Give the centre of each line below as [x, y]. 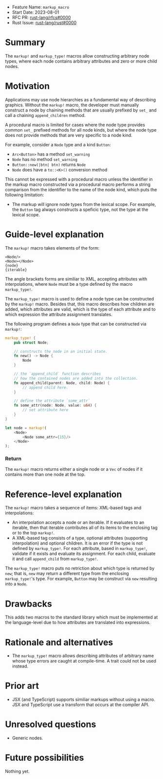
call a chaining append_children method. [45, 115]
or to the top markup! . [33, 533]
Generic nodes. [27, 738]
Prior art [22, 686]
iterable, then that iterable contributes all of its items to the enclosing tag [85, 527]
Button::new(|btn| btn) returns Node [49, 164]
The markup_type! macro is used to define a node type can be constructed [80, 298]
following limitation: [25, 195]
